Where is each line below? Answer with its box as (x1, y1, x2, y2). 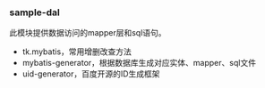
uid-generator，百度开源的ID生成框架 (21, 68, 160, 79)
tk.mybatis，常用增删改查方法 (21, 46, 132, 57)
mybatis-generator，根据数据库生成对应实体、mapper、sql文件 (21, 58, 257, 68)
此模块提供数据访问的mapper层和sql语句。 (9, 28, 167, 38)
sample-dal (9, 6, 60, 19)
